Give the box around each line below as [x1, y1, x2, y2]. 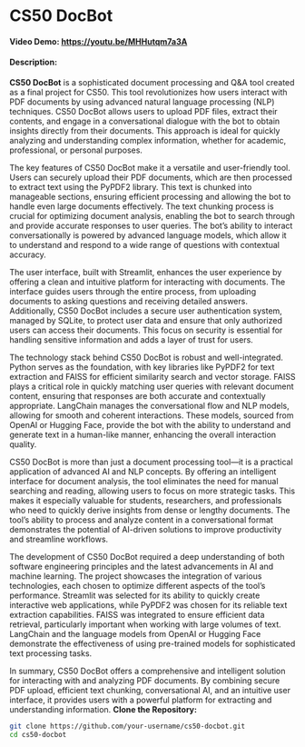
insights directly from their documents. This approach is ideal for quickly [9, 124, 280, 136]
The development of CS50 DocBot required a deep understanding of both [9, 551, 285, 562]
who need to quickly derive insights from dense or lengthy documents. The [9, 504, 290, 515]
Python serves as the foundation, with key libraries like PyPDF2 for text [9, 361, 275, 373]
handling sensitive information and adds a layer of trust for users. [9, 334, 254, 345]
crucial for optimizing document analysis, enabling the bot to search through [9, 210, 295, 221]
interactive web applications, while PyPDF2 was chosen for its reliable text [9, 599, 288, 610]
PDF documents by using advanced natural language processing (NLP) [9, 96, 275, 107]
